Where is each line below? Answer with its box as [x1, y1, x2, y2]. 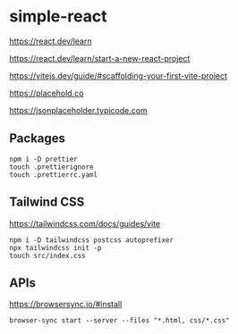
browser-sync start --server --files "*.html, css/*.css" [9, 316, 230, 325]
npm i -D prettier [9, 154, 78, 163]
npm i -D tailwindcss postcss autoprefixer [9, 235, 174, 245]
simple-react [9, 6, 107, 27]
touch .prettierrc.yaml [9, 170, 98, 180]
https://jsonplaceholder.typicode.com [9, 104, 148, 115]
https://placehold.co [9, 88, 84, 98]
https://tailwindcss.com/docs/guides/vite [9, 218, 161, 229]
